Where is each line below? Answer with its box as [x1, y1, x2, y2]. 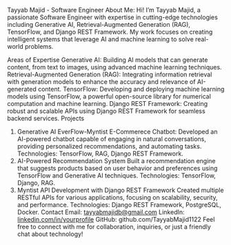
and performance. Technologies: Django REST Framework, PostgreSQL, [17, 201, 222, 209]
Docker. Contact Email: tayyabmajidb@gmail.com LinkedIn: [17, 208, 185, 216]
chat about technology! [17, 230, 83, 238]
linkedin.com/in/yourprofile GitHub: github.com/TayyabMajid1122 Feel [17, 215, 215, 223]
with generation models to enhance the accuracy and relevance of [7, 78, 196, 85]
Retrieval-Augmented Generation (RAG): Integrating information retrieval [7, 70, 212, 78]
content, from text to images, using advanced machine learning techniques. [7, 63, 222, 71]
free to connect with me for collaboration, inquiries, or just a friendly [17, 223, 212, 231]
